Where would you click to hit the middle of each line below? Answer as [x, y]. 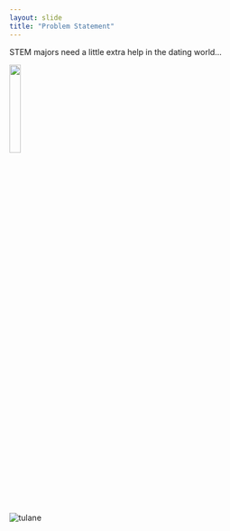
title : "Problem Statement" [62, 26]
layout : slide [36, 18]
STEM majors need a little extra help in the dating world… [116, 51]
